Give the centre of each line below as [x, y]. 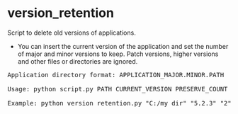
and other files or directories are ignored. [78, 61]
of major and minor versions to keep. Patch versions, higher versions [118, 54]
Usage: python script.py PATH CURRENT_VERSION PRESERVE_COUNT [118, 89]
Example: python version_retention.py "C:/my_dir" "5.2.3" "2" [119, 103]
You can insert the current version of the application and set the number [123, 46]
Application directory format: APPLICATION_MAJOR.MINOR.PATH [116, 75]
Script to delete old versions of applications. [72, 33]
